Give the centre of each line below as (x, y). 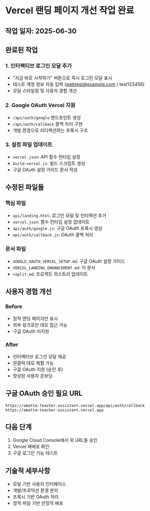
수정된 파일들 (25, 187)
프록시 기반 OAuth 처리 (35, 497)
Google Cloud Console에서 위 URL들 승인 (55, 440)
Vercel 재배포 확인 (31, 446)
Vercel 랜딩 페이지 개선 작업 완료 (70, 10)
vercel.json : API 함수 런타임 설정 (46, 157)
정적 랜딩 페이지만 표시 (35, 318)
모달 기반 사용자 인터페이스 (39, 484)
